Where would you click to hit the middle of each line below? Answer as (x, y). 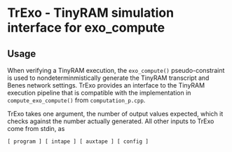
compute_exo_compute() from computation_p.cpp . (76, 100)
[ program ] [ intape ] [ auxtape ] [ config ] (78, 141)
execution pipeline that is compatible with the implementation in (99, 93)
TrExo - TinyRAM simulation (90, 13)
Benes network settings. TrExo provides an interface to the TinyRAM (106, 85)
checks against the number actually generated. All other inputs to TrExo (111, 121)
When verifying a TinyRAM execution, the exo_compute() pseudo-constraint (116, 70)
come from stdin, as (36, 129)
